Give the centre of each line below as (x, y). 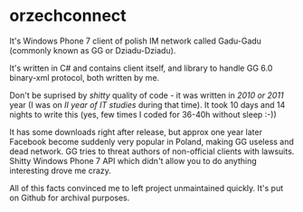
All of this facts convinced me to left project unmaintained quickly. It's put (146, 188)
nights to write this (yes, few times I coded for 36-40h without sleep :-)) (143, 114)
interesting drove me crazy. (60, 170)
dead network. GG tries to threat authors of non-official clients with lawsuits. (152, 151)
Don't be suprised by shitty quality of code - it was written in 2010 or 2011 (147, 95)
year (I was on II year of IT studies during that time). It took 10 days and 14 (147, 104)
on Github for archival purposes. (70, 198)
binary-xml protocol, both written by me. (85, 77)
